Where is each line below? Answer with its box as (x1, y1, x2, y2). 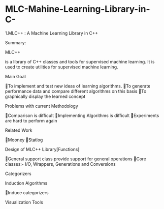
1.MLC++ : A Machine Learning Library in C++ (5, 30, 98, 36)
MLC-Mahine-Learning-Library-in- (5, 3, 150, 15)
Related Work (5, 127, 33, 133)
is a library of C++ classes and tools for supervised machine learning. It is (5, 59, 155, 64)
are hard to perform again (5, 118, 58, 123)
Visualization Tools (5, 199, 43, 205)
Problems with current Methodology (5, 103, 78, 109)
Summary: (5, 39, 26, 45)
